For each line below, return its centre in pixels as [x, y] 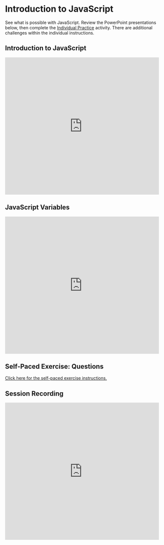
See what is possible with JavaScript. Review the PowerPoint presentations [81, 22]
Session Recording [34, 394]
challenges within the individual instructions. [50, 33]
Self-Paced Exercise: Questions [54, 366]
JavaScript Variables [37, 208]
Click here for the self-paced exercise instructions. [56, 378]
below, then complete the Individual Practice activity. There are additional [79, 27]
